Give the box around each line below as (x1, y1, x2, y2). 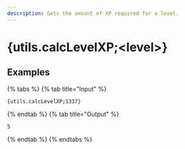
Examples (7, 66, 50, 79)
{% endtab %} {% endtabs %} (7, 135, 92, 144)
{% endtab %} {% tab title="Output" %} (7, 110, 120, 118)
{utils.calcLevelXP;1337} (7, 98, 81, 105)
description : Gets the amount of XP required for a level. (7, 10, 180, 17)
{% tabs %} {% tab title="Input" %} (7, 85, 107, 93)
